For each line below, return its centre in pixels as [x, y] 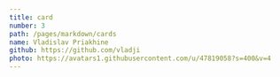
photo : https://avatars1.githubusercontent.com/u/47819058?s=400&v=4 [140, 58]
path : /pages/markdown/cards [63, 34]
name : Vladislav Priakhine [59, 42]
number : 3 [27, 26]
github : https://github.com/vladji [75, 50]
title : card [31, 17]
